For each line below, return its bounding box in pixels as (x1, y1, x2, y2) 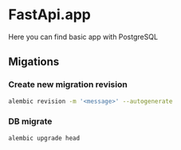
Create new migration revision (8, 79, 128, 90)
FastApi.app (8, 6, 92, 24)
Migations (8, 55, 60, 69)
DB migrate (8, 116, 53, 127)
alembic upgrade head (8, 134, 81, 142)
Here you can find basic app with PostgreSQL (8, 32, 158, 41)
